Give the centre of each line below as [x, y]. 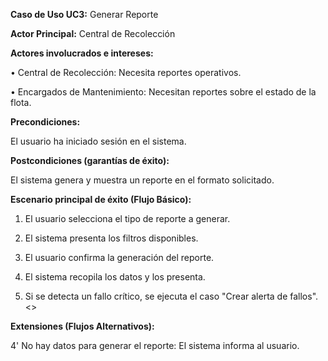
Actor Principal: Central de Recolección [93, 33]
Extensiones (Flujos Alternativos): [82, 326]
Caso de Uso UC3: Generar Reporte [84, 14]
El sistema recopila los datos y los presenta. [115, 277]
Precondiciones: [45, 122]
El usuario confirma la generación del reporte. [119, 257]
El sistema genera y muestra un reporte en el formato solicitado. [142, 180]
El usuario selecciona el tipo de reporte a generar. [127, 218]
